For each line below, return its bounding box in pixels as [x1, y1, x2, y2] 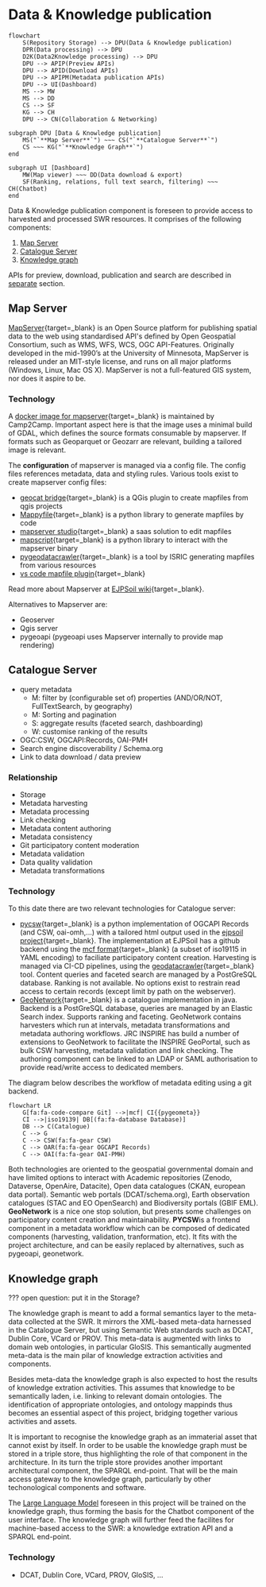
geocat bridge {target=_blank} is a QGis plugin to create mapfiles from [19, 493, 249, 502]
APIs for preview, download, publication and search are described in [8, 270, 232, 280]
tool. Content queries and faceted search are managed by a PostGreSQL [19, 970, 257, 979]
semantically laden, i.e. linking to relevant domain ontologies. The [8, 1392, 222, 1401]
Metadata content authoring [19, 824, 112, 834]
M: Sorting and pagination [31, 710, 117, 719]
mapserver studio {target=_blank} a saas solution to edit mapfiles [19, 527, 232, 536]
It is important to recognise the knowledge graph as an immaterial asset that [8, 1432, 257, 1442]
